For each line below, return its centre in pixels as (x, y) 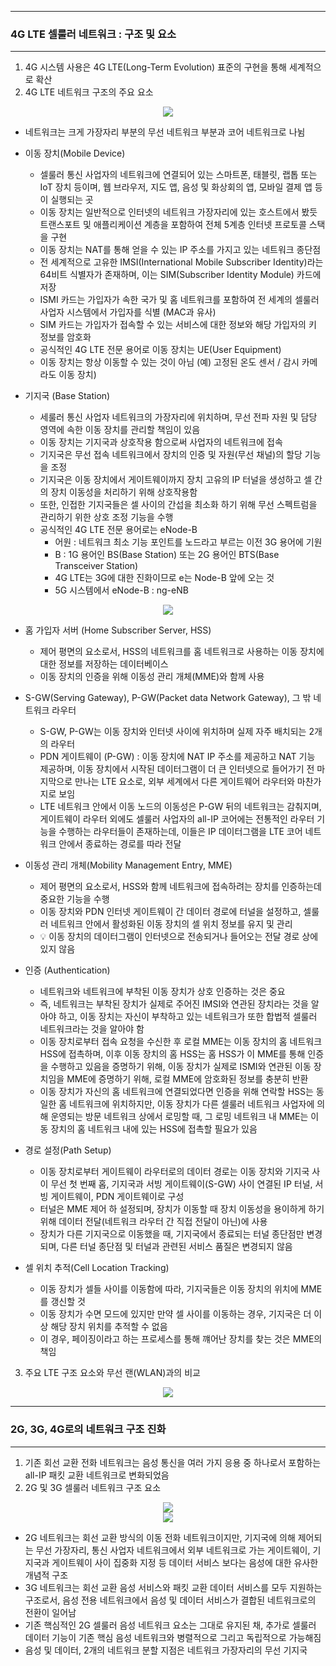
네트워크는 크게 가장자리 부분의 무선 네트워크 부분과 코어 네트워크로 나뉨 (165, 132)
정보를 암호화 (65, 337)
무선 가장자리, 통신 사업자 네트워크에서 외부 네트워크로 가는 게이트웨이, (173, 1550)
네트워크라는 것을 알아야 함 (92, 1029)
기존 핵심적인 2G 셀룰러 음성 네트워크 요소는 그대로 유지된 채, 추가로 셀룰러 (170, 1625)
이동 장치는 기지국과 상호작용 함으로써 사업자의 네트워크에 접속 (161, 442)
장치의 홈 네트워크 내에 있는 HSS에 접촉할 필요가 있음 (154, 1129)
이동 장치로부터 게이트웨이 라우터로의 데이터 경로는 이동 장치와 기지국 (174, 1172)
